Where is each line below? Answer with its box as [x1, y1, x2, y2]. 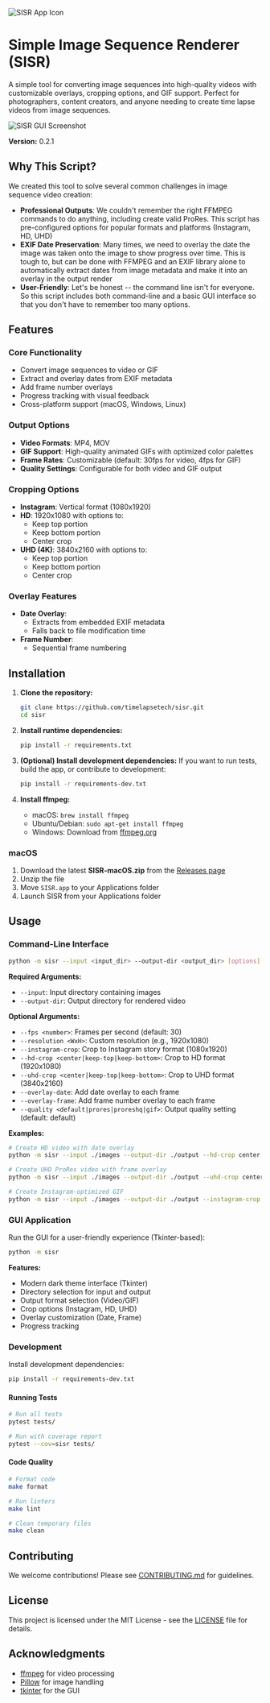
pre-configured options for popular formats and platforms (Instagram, [19, 222, 251, 232]
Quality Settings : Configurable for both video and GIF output [19, 463, 223, 473]
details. [8, 1623, 33, 1633]
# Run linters [8, 1497, 56, 1506]
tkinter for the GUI [19, 1685, 80, 1695]
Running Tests [8, 1392, 58, 1402]
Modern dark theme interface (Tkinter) [19, 1278, 149, 1288]
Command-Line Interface [8, 939, 109, 950]
